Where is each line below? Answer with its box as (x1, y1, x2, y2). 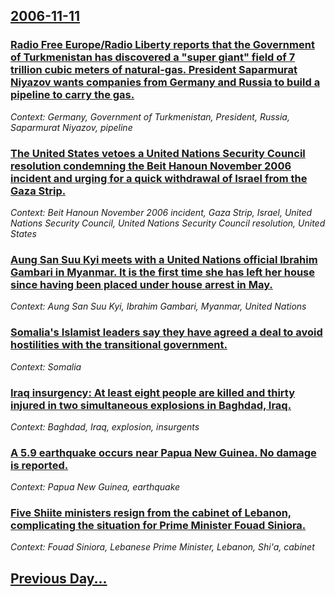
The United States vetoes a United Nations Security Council (10, 146, 306, 160)
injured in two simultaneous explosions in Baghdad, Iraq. (10, 398, 292, 412)
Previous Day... (10, 570, 108, 587)
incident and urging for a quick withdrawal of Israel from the (10, 171, 308, 185)
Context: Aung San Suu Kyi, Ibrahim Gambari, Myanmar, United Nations (10, 300, 307, 313)
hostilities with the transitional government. (10, 338, 228, 352)
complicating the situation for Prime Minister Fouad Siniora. (10, 519, 307, 533)
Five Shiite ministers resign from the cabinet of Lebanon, (10, 506, 292, 520)
